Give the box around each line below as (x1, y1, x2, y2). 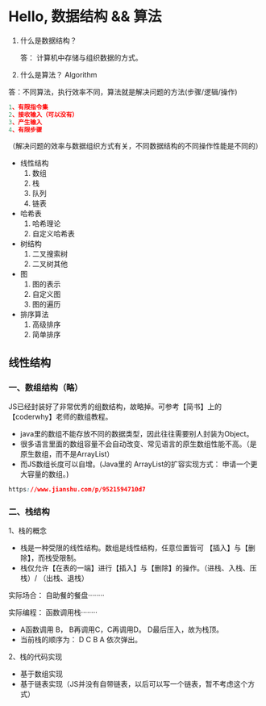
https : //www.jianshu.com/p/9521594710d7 (8, 486, 147, 494)
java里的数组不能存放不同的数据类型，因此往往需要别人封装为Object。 (19, 429, 254, 439)
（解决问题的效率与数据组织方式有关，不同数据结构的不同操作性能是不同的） (8, 141, 263, 151)
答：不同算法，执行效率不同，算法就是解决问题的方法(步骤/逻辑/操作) (8, 86, 238, 97)
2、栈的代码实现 (8, 652, 63, 662)
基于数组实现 (19, 669, 63, 679)
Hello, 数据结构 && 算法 (8, 7, 162, 26)
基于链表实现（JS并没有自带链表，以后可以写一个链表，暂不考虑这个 (19, 679, 248, 689)
